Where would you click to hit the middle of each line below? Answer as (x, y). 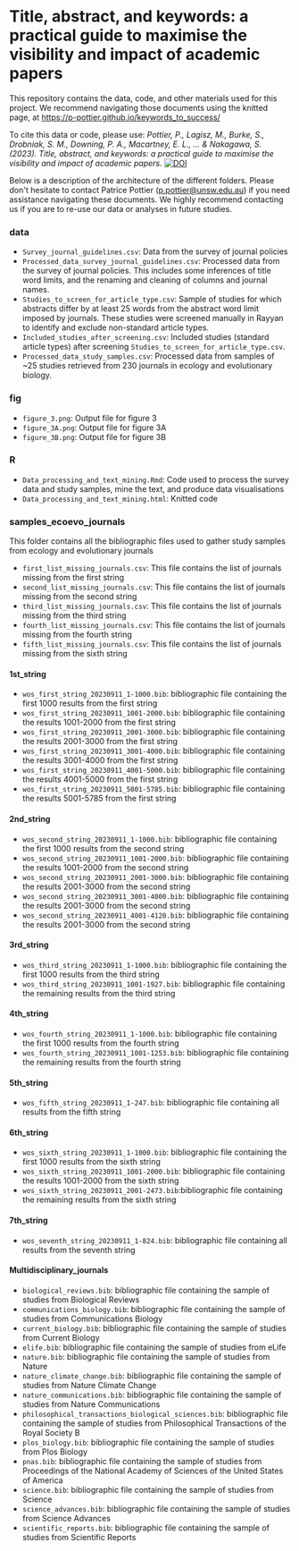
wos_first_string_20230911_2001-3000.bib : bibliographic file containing (154, 732)
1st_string (28, 674)
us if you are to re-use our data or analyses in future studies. (120, 208)
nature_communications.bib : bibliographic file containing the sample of (152, 1394)
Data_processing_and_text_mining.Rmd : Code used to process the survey (156, 479)
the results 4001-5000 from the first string (100, 779)
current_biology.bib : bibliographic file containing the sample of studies (154, 1328)
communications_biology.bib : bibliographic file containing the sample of (154, 1309)
